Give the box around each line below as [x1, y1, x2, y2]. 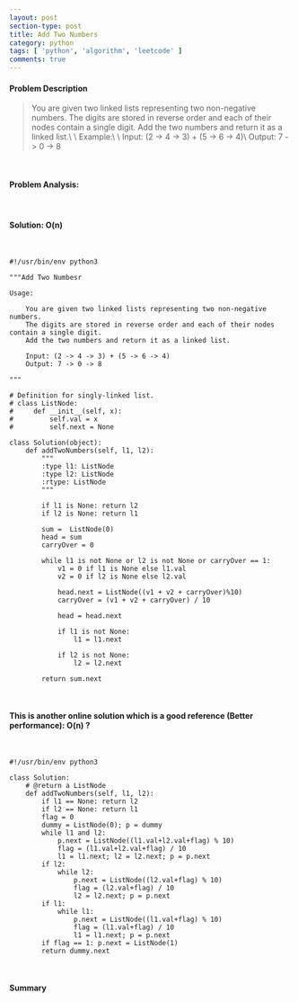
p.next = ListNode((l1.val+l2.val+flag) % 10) [57, 836, 235, 845]
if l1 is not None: [57, 627, 130, 636]
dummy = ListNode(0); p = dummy [41, 820, 163, 829]
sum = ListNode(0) [41, 524, 115, 533]
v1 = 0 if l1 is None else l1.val [57, 564, 187, 573]
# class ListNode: [9, 398, 78, 407]
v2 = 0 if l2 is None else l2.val [57, 572, 187, 581]
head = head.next [57, 611, 123, 621]
